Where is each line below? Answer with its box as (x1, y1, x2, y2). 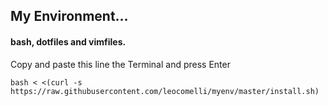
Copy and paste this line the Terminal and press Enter (10, 58, 231, 70)
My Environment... (10, 8, 129, 25)
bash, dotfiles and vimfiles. (10, 35, 127, 48)
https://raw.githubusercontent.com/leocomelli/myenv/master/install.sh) (10, 86, 320, 96)
